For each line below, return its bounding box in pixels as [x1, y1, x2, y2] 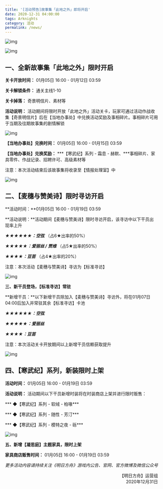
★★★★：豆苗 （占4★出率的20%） [5, 253, 79, 259]
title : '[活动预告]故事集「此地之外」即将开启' [5, 7, 91, 12]
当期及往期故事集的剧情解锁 [9, 120, 65, 126]
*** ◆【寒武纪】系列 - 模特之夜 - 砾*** [5, 422, 83, 428]
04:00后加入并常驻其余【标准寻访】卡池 [5, 300, 85, 306]
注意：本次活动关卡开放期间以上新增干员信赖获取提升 [5, 341, 112, 347]
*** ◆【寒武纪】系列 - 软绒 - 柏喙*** [5, 401, 79, 407]
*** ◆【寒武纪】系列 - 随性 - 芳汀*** [5, 411, 79, 417]
